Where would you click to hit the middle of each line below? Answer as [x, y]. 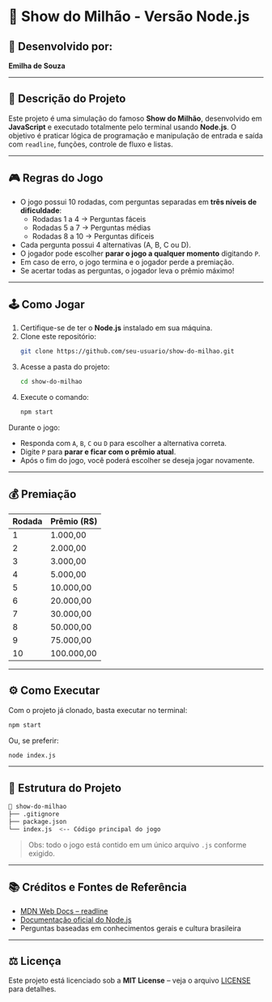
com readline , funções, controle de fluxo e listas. [91, 144]
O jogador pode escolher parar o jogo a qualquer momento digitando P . [140, 253]
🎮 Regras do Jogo [56, 178]
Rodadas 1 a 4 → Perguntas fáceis [89, 219]
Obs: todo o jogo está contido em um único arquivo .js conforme [137, 844]
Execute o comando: [54, 397]
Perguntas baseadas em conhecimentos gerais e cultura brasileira [130, 928]
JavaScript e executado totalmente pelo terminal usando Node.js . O [123, 127]
